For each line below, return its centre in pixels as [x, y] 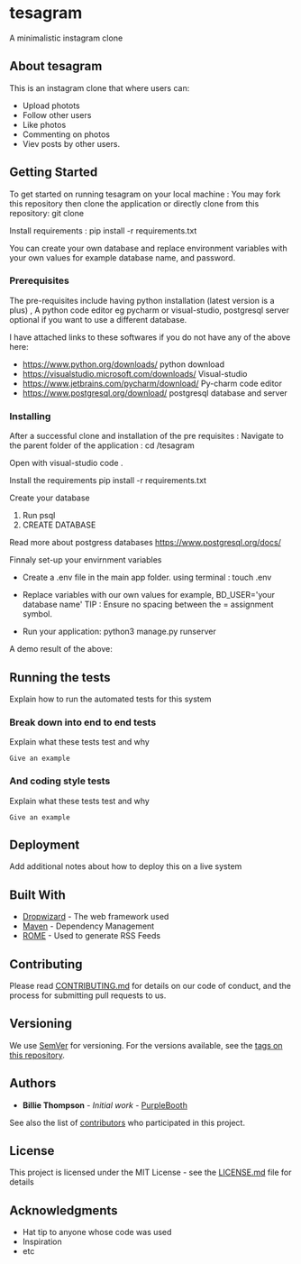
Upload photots [51, 105]
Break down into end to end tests [83, 722]
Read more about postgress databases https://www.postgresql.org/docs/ [145, 543]
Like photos [44, 124]
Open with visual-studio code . [66, 463]
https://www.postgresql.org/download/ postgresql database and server [155, 393]
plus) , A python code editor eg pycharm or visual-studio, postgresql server [150, 310]
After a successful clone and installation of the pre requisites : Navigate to [146, 436]
